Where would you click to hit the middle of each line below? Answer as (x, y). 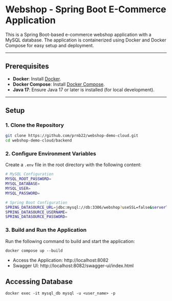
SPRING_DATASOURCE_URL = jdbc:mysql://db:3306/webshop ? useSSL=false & (79, 207)
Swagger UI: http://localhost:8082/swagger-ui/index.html (73, 266)
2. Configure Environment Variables (51, 154)
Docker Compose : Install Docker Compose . (59, 84)
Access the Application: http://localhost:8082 (61, 260)
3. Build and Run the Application (46, 230)
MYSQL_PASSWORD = (23, 193)
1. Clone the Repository (35, 125)
